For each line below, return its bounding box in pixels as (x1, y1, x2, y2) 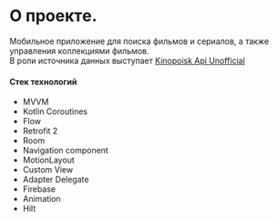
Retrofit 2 (22, 125, 58, 137)
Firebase (22, 184, 57, 195)
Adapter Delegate (22, 174, 89, 185)
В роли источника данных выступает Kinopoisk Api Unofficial (9, 55, 246, 66)
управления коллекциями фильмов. (9, 45, 149, 56)
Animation (22, 194, 61, 205)
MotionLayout (22, 154, 75, 165)
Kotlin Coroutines (22, 106, 88, 117)
